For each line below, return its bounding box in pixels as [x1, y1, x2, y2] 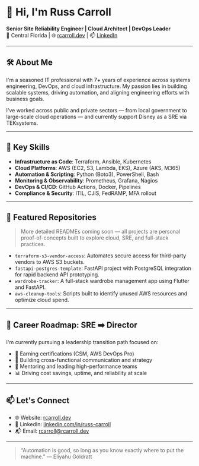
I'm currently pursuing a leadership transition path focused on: [6, 339, 159, 346]
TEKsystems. [6, 119, 38, 127]
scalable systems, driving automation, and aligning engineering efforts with [6, 89, 190, 96]
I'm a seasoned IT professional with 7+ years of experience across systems [6, 76, 191, 83]
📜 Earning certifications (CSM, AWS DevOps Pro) [14, 350, 134, 357]
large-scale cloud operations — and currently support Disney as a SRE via [6, 113, 187, 120]
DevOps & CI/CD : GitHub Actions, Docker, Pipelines [14, 183, 141, 190]
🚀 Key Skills [6, 142, 50, 152]
